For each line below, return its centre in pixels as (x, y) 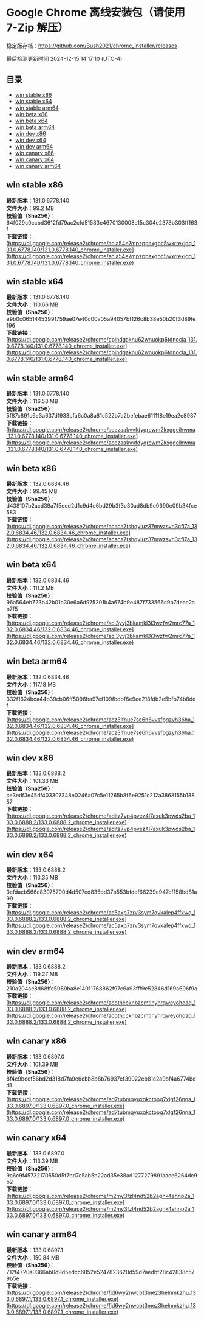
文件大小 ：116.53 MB (32, 401)
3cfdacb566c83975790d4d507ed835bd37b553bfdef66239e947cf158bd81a (102, 892)
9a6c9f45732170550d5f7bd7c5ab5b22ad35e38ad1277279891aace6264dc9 (102, 1175)
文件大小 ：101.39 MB (32, 1064)
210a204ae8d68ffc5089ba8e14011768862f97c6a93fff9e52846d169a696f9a (102, 989)
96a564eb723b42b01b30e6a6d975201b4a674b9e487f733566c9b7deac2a (101, 602)
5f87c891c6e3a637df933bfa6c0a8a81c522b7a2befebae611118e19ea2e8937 (101, 416)
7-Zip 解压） (37, 28)
